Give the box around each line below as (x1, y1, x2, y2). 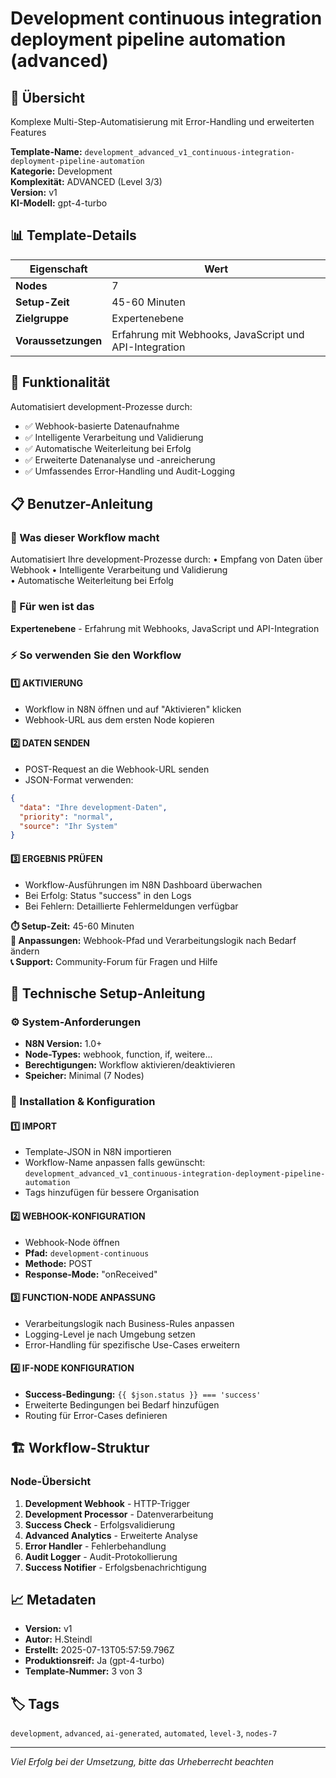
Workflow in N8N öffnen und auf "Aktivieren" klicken (24, 703, 242, 715)
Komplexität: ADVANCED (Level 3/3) (10, 176, 163, 187)
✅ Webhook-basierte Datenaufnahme (24, 420, 180, 432)
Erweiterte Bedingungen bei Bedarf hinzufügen (24, 1398, 220, 1411)
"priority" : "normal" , (19, 812, 114, 822)
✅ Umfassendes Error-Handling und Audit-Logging (24, 465, 235, 477)
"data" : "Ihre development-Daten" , (19, 802, 168, 812)
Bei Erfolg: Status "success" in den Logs (24, 889, 192, 901)
